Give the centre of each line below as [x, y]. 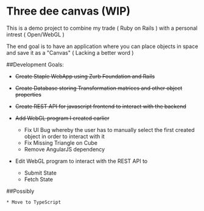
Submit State [40, 173]
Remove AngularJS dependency [65, 149]
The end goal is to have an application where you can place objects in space [102, 46]
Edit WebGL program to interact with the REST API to [81, 161]
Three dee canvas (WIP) [69, 11]
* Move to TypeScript [34, 202]
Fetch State [39, 179]
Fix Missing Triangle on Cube [61, 143]
